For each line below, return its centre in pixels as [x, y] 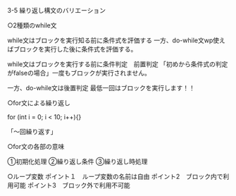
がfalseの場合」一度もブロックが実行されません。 [79, 73]
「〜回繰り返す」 [32, 131]
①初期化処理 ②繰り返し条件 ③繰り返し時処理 [77, 161]
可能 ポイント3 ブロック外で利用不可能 [72, 185]
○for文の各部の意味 [36, 146]
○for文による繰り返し [39, 103]
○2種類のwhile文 [32, 25]
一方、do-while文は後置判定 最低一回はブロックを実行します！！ [101, 88]
